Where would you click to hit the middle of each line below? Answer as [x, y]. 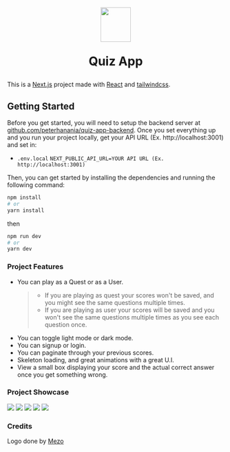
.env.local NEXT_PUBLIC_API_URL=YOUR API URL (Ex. [91, 159]
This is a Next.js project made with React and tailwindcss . [89, 85]
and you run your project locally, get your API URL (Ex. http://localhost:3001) [115, 137]
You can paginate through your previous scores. [85, 353]
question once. [66, 324]
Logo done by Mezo [35, 441]
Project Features [35, 267]
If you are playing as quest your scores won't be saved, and [129, 295]
